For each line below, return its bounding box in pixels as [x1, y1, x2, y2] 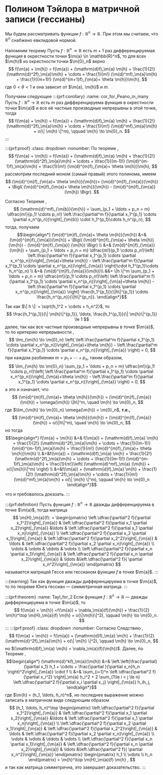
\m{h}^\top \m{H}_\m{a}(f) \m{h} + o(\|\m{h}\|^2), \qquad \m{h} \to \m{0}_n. [5, 612, 158, 618]
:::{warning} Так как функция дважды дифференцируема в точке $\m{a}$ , [5, 579, 158, 585]
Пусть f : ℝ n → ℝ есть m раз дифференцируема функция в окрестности [5, 99, 154, 105]
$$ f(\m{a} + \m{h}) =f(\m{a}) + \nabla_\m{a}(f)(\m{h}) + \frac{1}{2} [14, 607, 150, 613]
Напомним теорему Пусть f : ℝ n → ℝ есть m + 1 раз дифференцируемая [5, 47, 155, 53]
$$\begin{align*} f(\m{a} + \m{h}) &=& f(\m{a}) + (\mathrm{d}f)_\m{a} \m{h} [5, 435, 158, 441]
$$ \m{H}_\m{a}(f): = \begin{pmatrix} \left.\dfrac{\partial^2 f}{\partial [13, 515, 151, 521]
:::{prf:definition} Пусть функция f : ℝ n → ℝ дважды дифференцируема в [5, 501, 154, 507]
